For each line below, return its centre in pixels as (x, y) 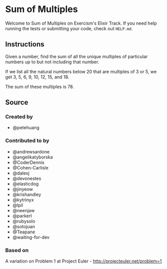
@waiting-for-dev (31, 237)
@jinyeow (23, 189)
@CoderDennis (28, 162)
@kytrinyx (23, 200)
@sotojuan (24, 226)
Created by (19, 117)
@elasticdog (25, 184)
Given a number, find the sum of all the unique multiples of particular (76, 56)
